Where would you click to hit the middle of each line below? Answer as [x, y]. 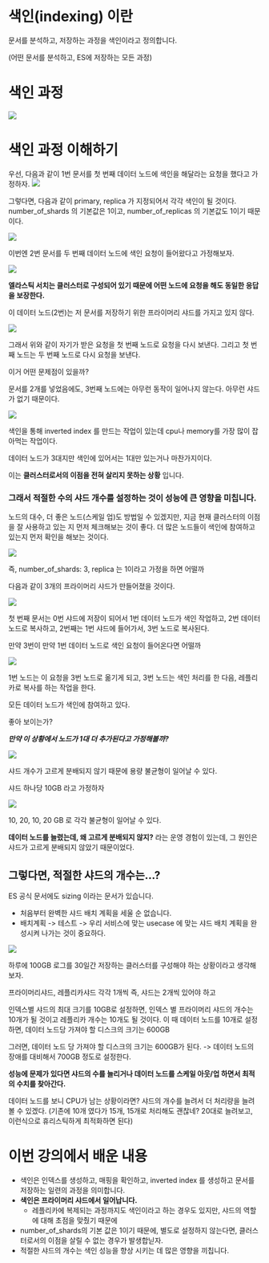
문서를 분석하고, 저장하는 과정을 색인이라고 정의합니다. [93, 40]
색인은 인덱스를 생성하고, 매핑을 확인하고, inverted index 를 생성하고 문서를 [137, 1180]
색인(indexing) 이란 [71, 16]
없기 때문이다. [38, 399]
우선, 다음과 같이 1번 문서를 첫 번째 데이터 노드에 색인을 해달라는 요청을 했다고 [129, 174]
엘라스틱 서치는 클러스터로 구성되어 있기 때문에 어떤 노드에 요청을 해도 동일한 [126, 285]
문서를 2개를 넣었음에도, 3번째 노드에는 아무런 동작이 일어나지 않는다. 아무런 [127, 388]
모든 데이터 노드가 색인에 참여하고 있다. [69, 705]
